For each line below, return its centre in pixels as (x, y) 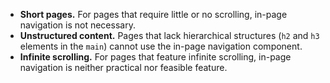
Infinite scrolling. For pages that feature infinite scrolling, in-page (155, 57)
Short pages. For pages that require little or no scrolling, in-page (153, 14)
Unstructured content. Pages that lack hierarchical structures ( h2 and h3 (169, 35)
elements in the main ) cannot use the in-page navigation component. (161, 46)
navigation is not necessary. (77, 25)
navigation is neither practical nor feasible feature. (123, 67)
